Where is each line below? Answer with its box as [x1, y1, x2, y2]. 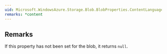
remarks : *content [4, 12, 43, 17]
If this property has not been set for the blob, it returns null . [4, 43, 128, 50]
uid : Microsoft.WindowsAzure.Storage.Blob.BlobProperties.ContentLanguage [4, 7, 164, 12]
